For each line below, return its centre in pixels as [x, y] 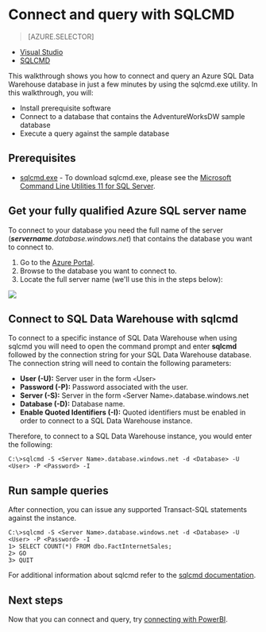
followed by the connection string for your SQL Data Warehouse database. [130, 355]
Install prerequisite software [65, 108]
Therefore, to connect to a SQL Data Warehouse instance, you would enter [130, 436]
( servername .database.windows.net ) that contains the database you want [130, 238]
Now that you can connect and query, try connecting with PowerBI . [118, 619]
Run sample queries [58, 490]
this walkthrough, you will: [51, 92]
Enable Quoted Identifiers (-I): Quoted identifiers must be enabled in [133, 412]
